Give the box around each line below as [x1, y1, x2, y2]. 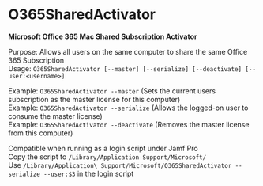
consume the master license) [8, 111, 103, 120]
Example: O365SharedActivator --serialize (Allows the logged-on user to [8, 103, 249, 112]
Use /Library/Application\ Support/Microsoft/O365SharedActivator [8, 160, 232, 169]
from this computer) [8, 128, 73, 138]
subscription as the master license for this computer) [8, 94, 181, 104]
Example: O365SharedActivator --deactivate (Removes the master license [8, 120, 250, 129]
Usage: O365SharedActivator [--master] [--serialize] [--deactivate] [8, 63, 242, 73]
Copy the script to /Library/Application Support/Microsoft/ [8, 152, 207, 161]
